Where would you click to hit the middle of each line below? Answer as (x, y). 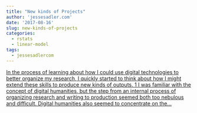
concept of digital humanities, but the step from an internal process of (91, 91)
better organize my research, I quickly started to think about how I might (94, 78)
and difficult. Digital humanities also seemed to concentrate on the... (89, 103)
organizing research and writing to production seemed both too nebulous (95, 97)
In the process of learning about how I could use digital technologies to (92, 72)
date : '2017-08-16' (30, 22)
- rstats (22, 39)
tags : (13, 50)
